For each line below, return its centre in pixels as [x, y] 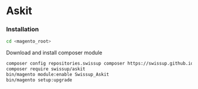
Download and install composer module [54, 53]
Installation [23, 29]
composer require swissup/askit [46, 69]
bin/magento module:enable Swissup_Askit [58, 75]
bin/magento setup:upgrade [39, 80]
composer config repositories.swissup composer [66, 64]
